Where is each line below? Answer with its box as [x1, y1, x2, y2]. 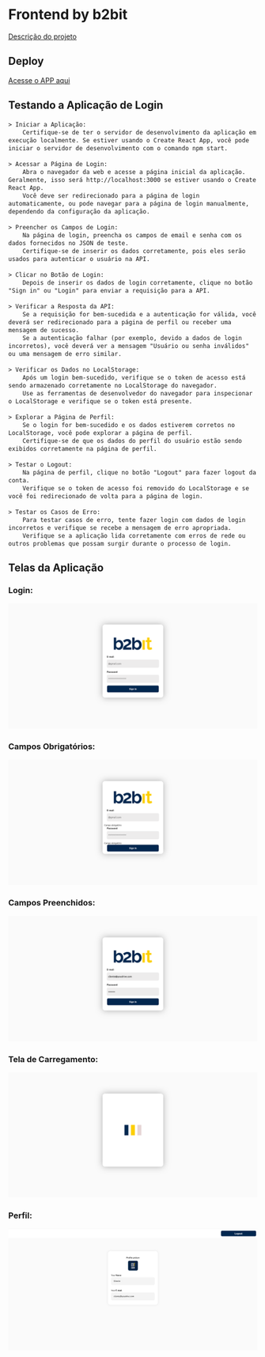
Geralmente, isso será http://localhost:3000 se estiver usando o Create [8, 176, 257, 183]
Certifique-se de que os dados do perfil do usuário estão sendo [22, 437, 243, 444]
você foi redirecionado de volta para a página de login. [8, 492, 203, 500]
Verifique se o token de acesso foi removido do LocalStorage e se [22, 484, 249, 492]
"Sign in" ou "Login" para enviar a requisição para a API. [8, 286, 211, 294]
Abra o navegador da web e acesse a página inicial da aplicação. [22, 168, 246, 176]
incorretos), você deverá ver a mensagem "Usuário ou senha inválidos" [8, 342, 249, 350]
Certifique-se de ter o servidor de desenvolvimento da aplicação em [22, 128, 257, 136]
